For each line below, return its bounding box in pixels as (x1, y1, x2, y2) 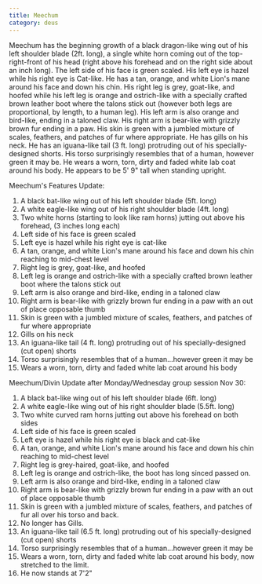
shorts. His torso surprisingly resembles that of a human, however (41, 148, 254, 158)
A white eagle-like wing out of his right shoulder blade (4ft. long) (20, 204, 230, 214)
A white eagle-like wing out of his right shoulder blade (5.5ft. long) (20, 401, 235, 411)
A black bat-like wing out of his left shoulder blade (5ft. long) (20, 195, 217, 205)
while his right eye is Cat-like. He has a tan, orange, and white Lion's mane (9, 74, 250, 83)
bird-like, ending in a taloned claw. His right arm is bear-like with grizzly (9, 115, 241, 125)
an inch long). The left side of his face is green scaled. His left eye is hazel (9, 65, 249, 75)
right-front (9, 57, 42, 67)
